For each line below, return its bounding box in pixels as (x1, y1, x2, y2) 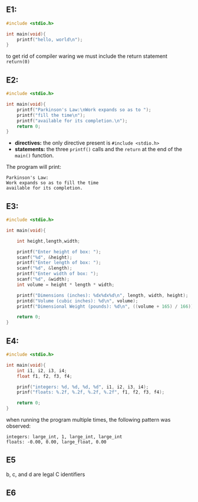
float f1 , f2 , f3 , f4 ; (16, 373, 72, 379)
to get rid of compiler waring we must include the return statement (6, 53, 168, 60)
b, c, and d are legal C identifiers (6, 471, 85, 478)
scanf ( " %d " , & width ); (16, 276, 70, 282)
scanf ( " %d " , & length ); (16, 265, 72, 271)
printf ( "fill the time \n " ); (16, 112, 85, 118)
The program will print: (6, 164, 62, 171)
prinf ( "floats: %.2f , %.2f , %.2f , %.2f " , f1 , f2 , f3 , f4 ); (16, 389, 165, 395)
